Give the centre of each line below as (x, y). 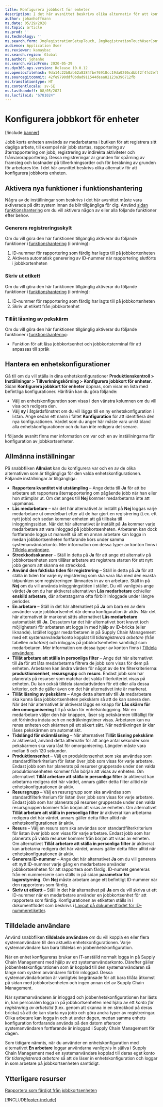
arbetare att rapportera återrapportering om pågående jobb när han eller (84, 493)
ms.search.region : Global (31, 55)
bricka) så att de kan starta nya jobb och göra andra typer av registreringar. (80, 1013)
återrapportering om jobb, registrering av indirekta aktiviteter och (70, 152)
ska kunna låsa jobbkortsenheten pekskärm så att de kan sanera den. (81, 699)
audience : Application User (33, 46)
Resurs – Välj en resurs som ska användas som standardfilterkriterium (82, 828)
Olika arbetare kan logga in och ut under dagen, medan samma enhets (75, 1018)
